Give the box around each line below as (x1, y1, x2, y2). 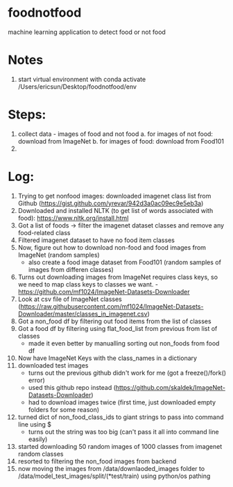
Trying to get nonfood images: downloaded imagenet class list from (17, 191, 212, 200)
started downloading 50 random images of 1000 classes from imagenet (17, 442, 223, 450)
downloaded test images (17, 361, 89, 369)
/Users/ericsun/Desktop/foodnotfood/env (17, 82, 137, 91)
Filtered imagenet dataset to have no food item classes (17, 236, 175, 244)
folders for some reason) (28, 405, 100, 413)
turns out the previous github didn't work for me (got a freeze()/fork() (28, 368, 227, 377)
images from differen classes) (28, 265, 114, 273)
